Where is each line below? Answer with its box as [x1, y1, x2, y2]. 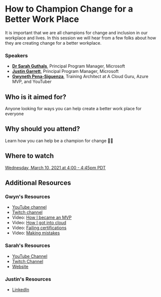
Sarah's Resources [5, 242, 50, 249]
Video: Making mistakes [12, 230, 60, 236]
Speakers [5, 52, 28, 59]
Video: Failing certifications [12, 225, 67, 231]
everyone [5, 111, 24, 117]
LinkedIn [12, 286, 29, 292]
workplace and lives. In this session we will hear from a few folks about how [5, 35, 156, 41]
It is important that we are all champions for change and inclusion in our [5, 30, 148, 35]
